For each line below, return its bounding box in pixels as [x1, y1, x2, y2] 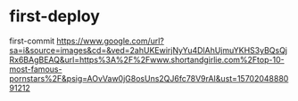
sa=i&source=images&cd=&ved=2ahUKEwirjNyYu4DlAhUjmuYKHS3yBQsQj [9, 44, 288, 55]
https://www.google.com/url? [56, 35, 165, 46]
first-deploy [9, 6, 101, 27]
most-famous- [9, 64, 62, 74]
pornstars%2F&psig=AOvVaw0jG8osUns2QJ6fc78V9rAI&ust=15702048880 [9, 73, 289, 83]
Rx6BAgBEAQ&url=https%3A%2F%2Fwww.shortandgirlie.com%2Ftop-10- [9, 54, 285, 65]
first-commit [9, 35, 55, 46]
